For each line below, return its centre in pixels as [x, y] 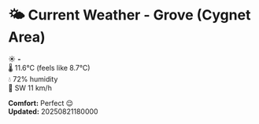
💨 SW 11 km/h [30, 88]
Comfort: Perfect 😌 [41, 103]
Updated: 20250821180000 [53, 111]
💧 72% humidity [33, 78]
